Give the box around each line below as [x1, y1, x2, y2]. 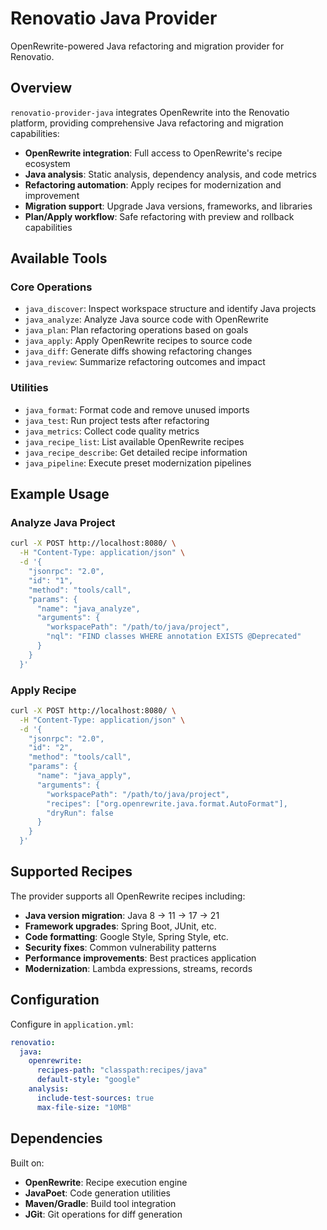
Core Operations [10, 280, 93, 294]
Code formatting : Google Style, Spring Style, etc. [24, 930, 229, 942]
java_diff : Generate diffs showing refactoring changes [24, 345, 253, 357]
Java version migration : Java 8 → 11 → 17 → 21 [24, 909, 220, 921]
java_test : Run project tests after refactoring [24, 414, 210, 426]
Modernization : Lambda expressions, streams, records [24, 962, 253, 974]
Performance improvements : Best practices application [24, 952, 257, 964]
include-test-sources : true [36, 1093, 155, 1103]
